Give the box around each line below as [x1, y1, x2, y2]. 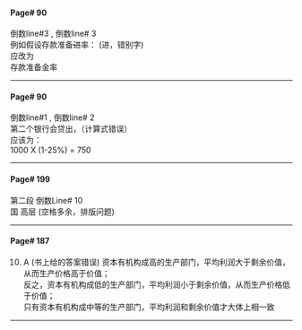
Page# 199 [10, 174, 50, 184]
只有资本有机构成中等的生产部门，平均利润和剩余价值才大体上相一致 [22, 301, 275, 312]
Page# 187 [10, 236, 50, 247]
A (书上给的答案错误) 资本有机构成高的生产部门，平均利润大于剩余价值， [22, 256, 290, 267]
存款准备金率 [10, 62, 57, 73]
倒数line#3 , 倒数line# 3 [10, 28, 97, 39]
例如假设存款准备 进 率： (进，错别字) [10, 39, 144, 50]
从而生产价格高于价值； [22, 267, 110, 278]
